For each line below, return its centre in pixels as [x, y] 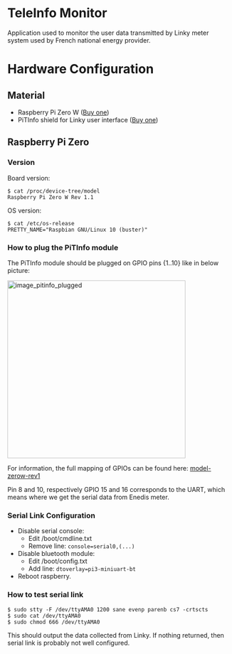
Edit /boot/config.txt [58, 561]
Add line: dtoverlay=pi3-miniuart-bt [82, 569]
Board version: [29, 178]
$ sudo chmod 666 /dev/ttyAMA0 [54, 622]
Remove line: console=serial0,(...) [81, 546]
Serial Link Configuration [52, 515]
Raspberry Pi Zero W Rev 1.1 [51, 197]
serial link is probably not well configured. [69, 643]
